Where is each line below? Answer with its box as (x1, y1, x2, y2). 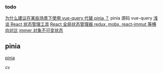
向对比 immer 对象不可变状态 (5, 27, 64, 33)
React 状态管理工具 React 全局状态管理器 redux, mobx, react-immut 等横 (10, 21, 157, 27)
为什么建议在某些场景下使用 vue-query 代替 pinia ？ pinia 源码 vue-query (5, 15, 153, 21)
